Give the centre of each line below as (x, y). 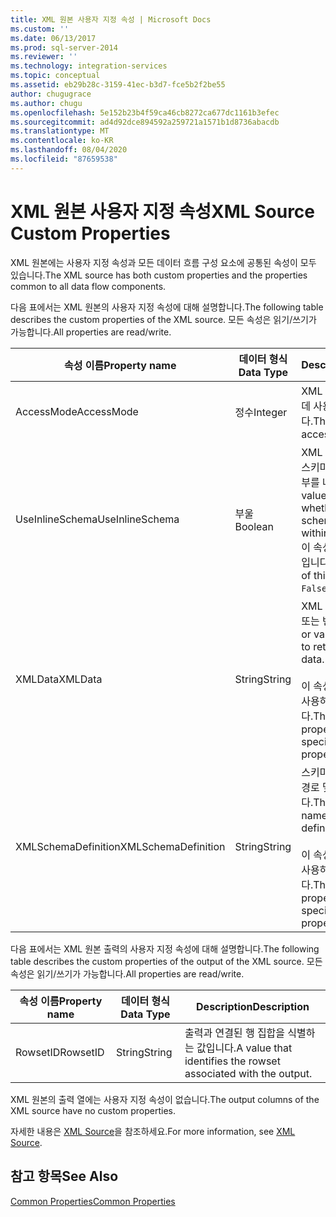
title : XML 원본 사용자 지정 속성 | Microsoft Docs (111, 19)
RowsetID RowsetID (60, 1052)
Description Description (253, 1006)
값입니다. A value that (244, 1048)
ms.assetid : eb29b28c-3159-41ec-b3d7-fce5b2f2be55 (118, 85)
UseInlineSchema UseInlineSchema (97, 519)
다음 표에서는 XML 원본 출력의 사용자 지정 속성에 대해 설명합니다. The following (165, 948)
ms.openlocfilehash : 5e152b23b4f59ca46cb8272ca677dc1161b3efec (145, 112)
